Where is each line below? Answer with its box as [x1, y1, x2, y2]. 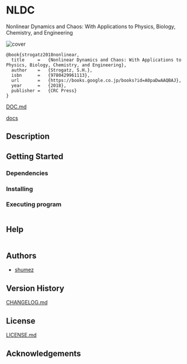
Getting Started [6, 151, 64, 161]
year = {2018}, [11, 83, 67, 89]
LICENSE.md [6, 332, 37, 339]
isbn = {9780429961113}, [11, 72, 91, 78]
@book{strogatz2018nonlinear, [6, 52, 80, 57]
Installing [6, 185, 33, 193]
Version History [6, 283, 64, 293]
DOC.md [6, 103, 27, 110]
